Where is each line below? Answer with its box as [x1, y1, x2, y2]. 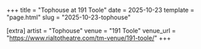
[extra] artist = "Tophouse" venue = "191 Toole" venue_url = [6, 27, 176, 35]
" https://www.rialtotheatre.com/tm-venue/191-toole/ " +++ [6, 34, 171, 42]
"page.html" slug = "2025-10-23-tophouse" [6, 13, 131, 21]
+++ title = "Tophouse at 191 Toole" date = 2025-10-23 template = [6, 6, 195, 14]
